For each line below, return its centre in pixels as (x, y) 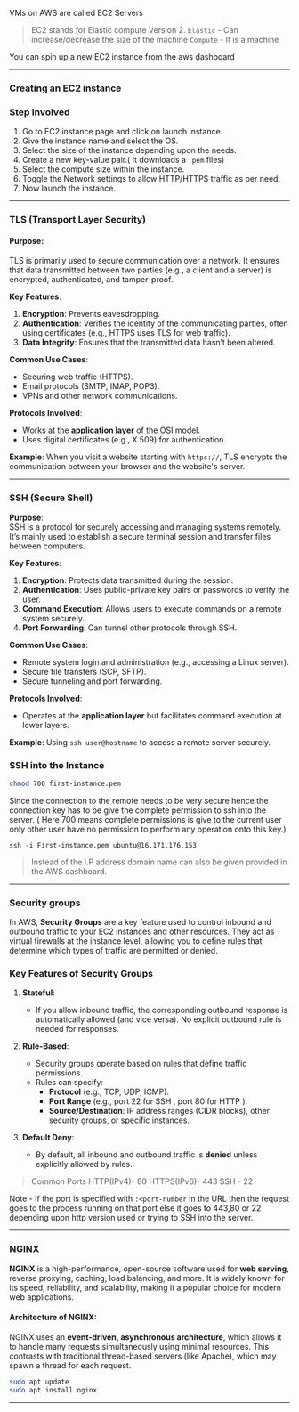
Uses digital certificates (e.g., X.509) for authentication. (124, 440)
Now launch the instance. (69, 188)
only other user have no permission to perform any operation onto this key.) (148, 829)
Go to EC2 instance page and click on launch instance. (122, 132)
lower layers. (45, 725)
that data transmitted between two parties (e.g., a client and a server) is (141, 270)
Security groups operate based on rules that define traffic (141, 1064)
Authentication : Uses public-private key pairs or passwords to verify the (156, 589)
